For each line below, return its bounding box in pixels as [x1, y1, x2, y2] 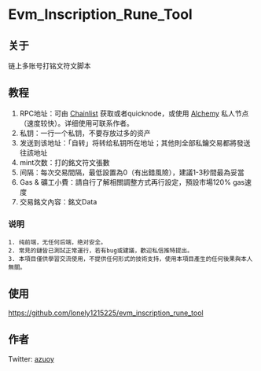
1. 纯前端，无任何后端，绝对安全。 [8, 238, 107, 247]
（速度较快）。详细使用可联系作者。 [19, 118, 134, 127]
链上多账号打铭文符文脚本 [8, 61, 91, 70]
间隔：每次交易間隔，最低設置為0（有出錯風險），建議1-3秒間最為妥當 [19, 167, 245, 177]
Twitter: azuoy [8, 354, 55, 363]
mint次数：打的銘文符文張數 [19, 157, 110, 167]
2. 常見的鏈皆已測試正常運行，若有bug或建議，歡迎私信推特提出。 [8, 247, 193, 255]
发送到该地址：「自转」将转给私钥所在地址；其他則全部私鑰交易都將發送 [19, 138, 251, 147]
